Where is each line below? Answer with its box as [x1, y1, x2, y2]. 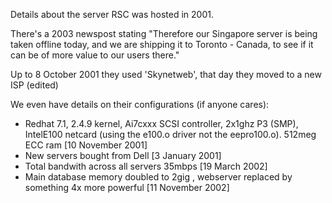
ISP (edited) [10, 79, 59, 91]
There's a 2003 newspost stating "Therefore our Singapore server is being [10, 28, 318, 39]
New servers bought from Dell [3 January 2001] [24, 150, 222, 161]
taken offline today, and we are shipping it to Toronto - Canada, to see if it [10, 39, 314, 50]
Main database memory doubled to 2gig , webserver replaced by [24, 171, 293, 183]
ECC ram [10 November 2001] [24, 139, 148, 151]
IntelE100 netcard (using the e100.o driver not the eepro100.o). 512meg [24, 129, 317, 140]
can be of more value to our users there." [10, 49, 180, 61]
